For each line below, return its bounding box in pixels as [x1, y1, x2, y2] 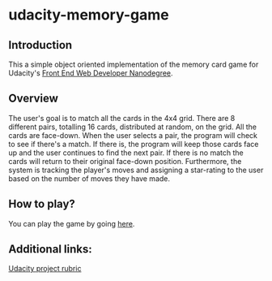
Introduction [8, 38, 73, 52]
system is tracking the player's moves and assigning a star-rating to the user [8, 165, 264, 175]
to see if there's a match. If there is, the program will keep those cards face [8, 139, 259, 149]
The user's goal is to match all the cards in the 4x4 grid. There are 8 [8, 113, 236, 123]
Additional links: [8, 242, 92, 257]
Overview [8, 92, 59, 106]
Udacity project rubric [8, 264, 82, 274]
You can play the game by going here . [8, 218, 135, 228]
